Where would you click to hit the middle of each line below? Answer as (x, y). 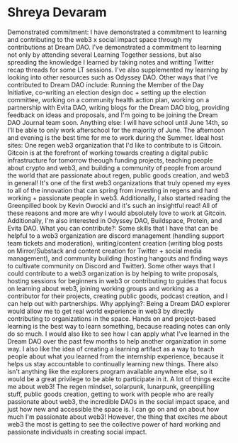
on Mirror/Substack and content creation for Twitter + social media (104, 251)
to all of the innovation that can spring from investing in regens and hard (113, 190)
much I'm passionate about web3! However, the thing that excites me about (118, 417)
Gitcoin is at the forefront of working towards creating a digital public (108, 153)
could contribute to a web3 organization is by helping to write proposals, (113, 273)
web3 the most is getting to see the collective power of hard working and (114, 424)
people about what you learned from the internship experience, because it (116, 356)
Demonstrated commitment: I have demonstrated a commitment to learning (117, 32)
